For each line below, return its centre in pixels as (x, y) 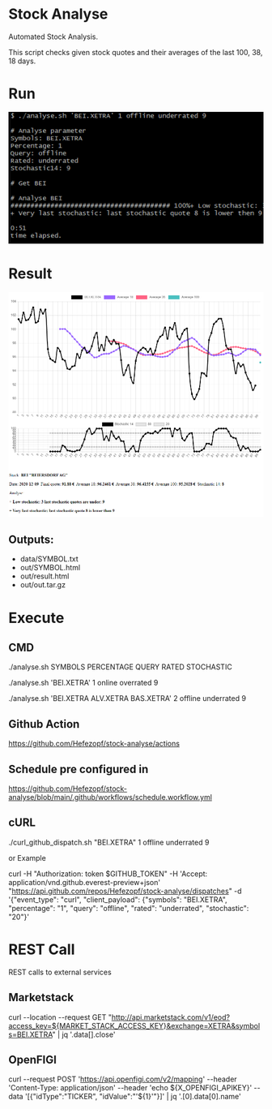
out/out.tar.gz (43, 585)
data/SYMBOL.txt (49, 559)
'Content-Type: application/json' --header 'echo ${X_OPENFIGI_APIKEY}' (130, 1088)
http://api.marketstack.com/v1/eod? (171, 1017)
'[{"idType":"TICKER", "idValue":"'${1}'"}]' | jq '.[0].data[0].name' (133, 1097)
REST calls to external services (60, 972)
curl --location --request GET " (60, 1017)
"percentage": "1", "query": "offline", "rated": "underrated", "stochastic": (129, 908)
